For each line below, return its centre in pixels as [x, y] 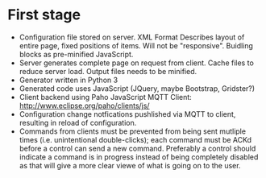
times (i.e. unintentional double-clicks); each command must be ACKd [135, 139]
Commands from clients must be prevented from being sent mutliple [133, 131]
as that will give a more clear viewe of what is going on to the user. [130, 165]
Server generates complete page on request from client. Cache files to [137, 63]
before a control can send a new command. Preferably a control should [137, 148]
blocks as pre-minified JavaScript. [76, 54]
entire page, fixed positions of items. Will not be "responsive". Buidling [136, 45]
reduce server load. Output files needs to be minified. [108, 71]
